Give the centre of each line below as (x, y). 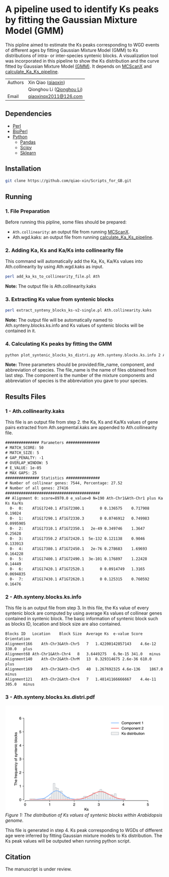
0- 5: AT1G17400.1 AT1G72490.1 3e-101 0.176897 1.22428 (78, 559)
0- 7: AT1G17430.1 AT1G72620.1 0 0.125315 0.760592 (80, 579)
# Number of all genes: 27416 (37, 488)
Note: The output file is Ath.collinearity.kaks (51, 286)
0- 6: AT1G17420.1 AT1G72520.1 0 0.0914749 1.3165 (77, 569)
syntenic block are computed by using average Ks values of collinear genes (84, 613)
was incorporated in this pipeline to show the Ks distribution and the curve (82, 61)
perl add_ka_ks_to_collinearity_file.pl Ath (53, 276)
